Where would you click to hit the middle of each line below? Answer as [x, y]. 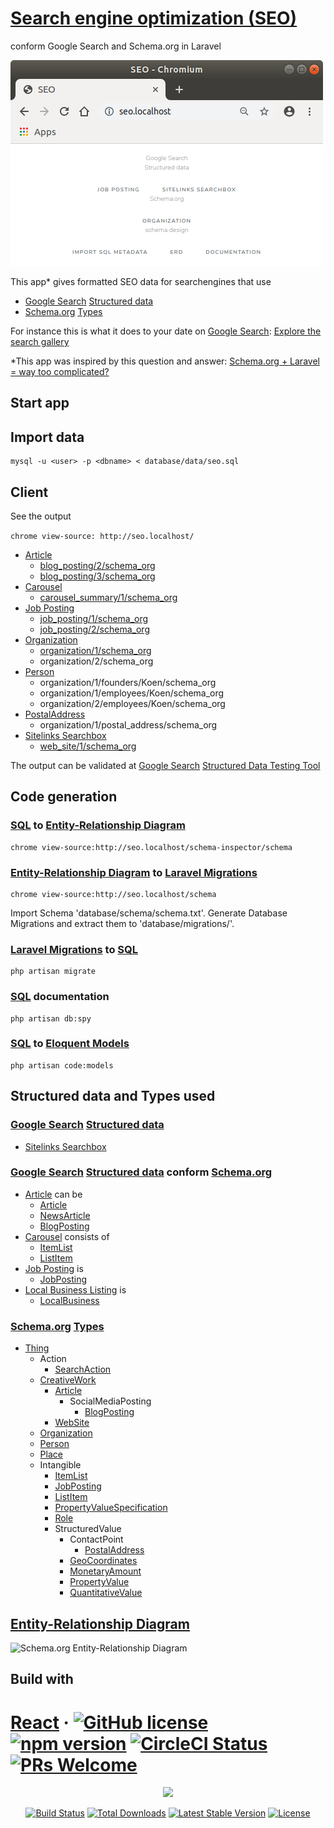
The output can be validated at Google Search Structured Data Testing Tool [165, 765]
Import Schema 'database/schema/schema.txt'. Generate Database [149, 913]
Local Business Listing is [75, 1289]
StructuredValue [88, 1529]
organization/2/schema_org [96, 661]
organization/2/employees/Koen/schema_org [132, 703]
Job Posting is [54, 1268]
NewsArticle [65, 1215]
